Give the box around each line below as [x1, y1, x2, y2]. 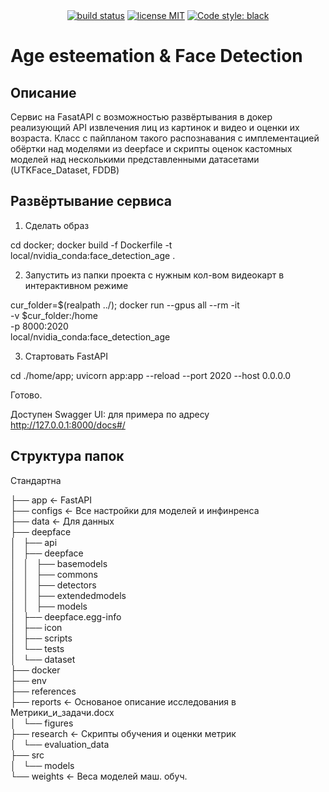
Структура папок [10, 448, 125, 465]
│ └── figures [10, 717, 74, 729]
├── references [10, 685, 77, 697]
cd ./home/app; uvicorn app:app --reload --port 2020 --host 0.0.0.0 [10, 369, 292, 381]
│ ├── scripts [10, 632, 73, 644]
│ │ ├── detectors [10, 579, 97, 591]
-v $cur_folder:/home [10, 309, 98, 321]
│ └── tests [10, 642, 65, 654]
